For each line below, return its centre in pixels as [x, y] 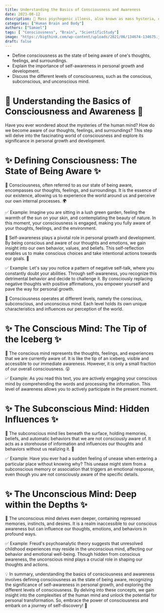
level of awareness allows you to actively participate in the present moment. [81, 389]
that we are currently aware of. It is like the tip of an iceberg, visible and [77, 358]
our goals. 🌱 [17, 258]
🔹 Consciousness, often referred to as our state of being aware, [69, 185]
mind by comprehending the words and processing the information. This [78, 384]
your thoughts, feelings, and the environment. [51, 228]
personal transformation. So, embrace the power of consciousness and [77, 600]
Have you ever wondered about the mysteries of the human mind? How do [80, 125]
